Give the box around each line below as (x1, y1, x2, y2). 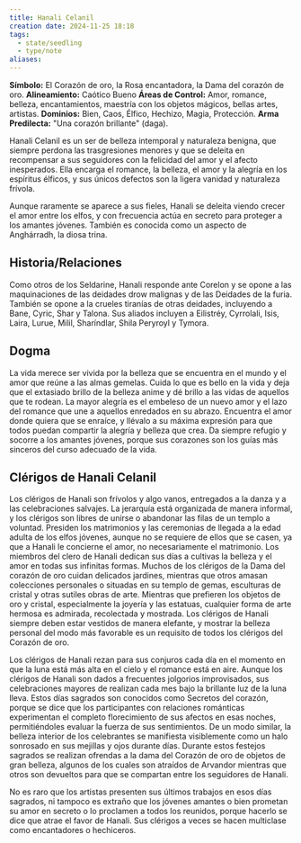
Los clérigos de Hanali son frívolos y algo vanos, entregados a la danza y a (9, 494, 287, 505)
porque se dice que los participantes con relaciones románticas (9, 703, 245, 713)
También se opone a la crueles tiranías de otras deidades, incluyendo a (9, 298, 273, 309)
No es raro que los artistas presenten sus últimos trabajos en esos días (9, 786, 272, 797)
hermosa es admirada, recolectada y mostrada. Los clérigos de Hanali (9, 608, 270, 619)
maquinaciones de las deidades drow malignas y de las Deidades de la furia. (9, 289, 293, 300)
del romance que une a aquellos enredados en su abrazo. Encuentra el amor (9, 406, 292, 417)
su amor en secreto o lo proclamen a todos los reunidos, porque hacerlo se (9, 806, 288, 817)
